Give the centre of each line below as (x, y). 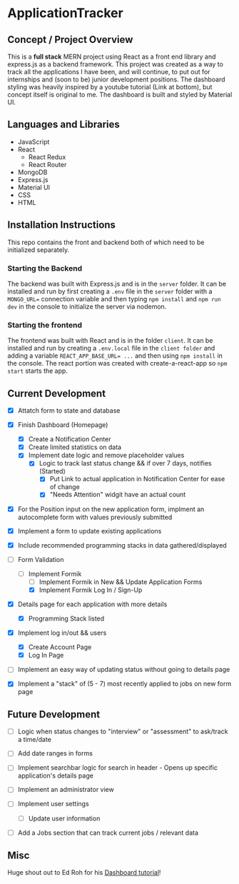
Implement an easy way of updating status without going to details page (124, 670)
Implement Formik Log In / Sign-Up (91, 590)
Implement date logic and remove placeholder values (106, 456)
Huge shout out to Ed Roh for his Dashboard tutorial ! (84, 873)
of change (65, 487)
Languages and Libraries (63, 125)
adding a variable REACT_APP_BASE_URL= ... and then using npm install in (115, 356)
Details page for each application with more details (92, 604)
